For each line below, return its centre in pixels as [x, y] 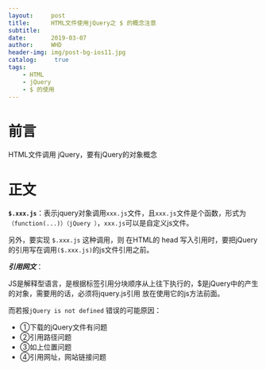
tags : [17, 67]
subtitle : [25, 30]
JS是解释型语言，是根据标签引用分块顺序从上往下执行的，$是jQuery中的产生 [133, 283]
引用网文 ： [26, 267]
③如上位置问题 [46, 347]
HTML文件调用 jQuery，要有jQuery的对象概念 [83, 155]
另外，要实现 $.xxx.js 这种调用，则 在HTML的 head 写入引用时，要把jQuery [133, 240]
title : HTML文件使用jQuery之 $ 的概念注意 [82, 23]
